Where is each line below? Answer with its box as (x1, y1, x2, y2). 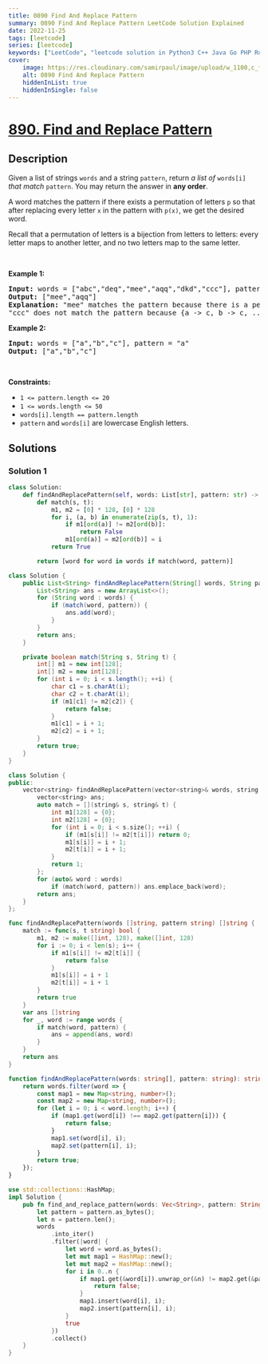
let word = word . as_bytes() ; (65, 1245, 162, 1254)
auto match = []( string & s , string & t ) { (37, 801, 177, 809)
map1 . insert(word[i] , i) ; (79, 1297, 166, 1306)
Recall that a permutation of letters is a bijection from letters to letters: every (8, 229, 259, 240)
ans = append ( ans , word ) (50, 1031, 134, 1039)
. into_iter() (50, 1231, 94, 1239)
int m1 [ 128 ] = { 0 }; (50, 808, 116, 817)
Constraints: (8, 377, 51, 387)
